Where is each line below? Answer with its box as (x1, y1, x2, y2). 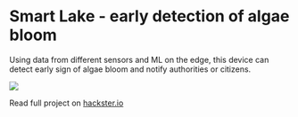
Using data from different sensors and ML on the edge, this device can (9, 54, 269, 65)
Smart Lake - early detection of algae (9, 6, 290, 27)
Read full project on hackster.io (9, 97, 124, 108)
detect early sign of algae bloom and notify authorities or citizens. (9, 64, 252, 74)
